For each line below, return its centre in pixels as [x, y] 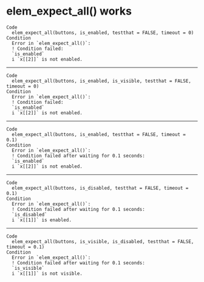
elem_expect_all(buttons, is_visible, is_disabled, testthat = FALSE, [103, 241]
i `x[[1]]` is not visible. [47, 273]
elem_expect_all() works [69, 11]
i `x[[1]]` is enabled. [42, 220]
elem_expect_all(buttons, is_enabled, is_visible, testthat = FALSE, [101, 81]
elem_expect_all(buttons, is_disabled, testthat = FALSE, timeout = [100, 188]
